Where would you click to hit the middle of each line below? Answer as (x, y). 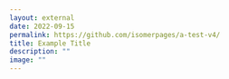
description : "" (40, 52)
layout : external (42, 18)
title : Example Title (50, 43)
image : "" (28, 60)
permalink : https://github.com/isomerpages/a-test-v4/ (115, 35)
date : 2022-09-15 (42, 26)
